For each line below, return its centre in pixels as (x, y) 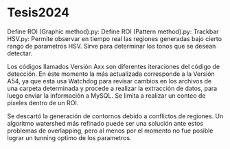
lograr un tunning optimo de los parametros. (69, 137)
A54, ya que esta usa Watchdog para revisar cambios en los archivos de (110, 81)
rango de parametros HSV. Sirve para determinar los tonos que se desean (112, 46)
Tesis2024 (38, 13)
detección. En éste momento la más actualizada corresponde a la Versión (111, 74)
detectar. (20, 53)
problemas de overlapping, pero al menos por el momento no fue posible (110, 131)
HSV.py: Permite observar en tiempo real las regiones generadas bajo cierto (114, 38)
